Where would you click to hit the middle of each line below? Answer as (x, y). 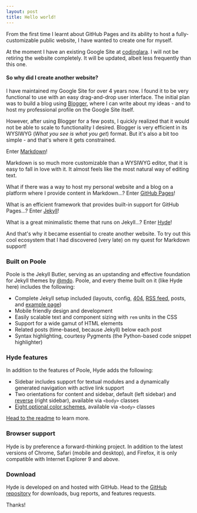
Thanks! (16, 505)
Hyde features (27, 357)
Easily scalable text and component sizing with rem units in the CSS (96, 317)
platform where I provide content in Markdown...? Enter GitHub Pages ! (91, 193)
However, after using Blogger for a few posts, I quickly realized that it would (98, 121)
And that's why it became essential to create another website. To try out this (98, 233)
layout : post (22, 12)
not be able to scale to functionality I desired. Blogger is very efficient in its (97, 127)
